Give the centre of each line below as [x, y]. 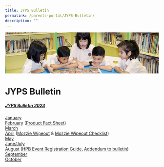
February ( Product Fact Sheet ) [36, 123]
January [13, 118]
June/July [15, 143]
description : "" [21, 21]
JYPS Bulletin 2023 [25, 105]
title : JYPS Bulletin [27, 10]
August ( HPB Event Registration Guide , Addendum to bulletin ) [67, 149]
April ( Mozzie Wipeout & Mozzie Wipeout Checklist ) [57, 133]
